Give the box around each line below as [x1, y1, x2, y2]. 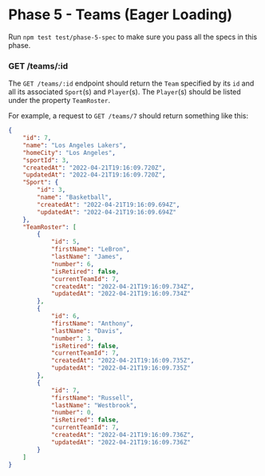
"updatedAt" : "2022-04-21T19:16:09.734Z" [50, 290, 192, 298]
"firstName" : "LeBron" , [50, 245, 130, 253]
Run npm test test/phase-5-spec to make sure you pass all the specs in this [8, 32, 258, 42]
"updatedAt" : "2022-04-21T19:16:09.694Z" [37, 208, 177, 216]
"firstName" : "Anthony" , [50, 319, 134, 327]
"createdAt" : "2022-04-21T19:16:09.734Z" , [50, 282, 195, 291]
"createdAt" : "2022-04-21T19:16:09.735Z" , [50, 357, 195, 365]
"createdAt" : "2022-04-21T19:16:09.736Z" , [50, 431, 195, 439]
